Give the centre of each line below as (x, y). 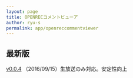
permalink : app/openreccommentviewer (52, 28)
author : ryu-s (24, 22)
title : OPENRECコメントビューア (42, 17)
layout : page (22, 12)
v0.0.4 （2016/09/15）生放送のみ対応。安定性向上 (67, 69)
